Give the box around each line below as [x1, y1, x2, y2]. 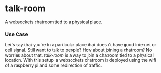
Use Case [5, 31, 28, 38]
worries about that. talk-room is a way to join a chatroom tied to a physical [5, 52, 154, 58]
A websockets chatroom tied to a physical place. [5, 19, 103, 25]
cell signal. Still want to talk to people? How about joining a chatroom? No [5, 47, 152, 53]
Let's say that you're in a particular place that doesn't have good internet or [5, 42, 157, 48]
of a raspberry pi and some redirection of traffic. [5, 62, 102, 68]
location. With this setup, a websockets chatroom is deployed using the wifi [5, 58, 157, 63]
